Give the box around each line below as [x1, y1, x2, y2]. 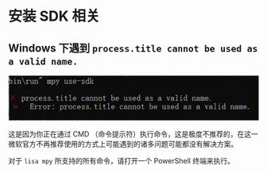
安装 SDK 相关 [8, 7, 100, 25]
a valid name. [8, 56, 78, 67]
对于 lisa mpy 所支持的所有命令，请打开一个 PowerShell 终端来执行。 [8, 156, 234, 166]
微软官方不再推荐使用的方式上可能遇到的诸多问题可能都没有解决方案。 [8, 140, 238, 149]
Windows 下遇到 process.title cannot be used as [8, 41, 258, 55]
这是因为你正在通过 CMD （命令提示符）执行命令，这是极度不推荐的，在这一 [8, 129, 258, 139]
